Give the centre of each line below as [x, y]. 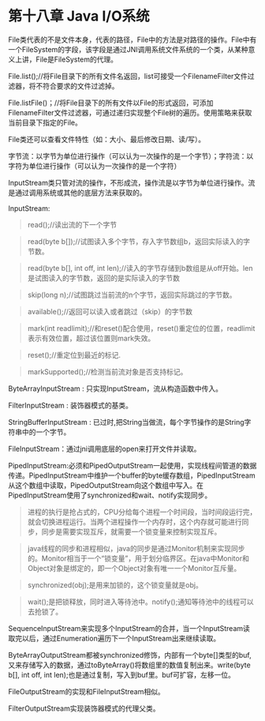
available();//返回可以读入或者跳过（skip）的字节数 [110, 311]
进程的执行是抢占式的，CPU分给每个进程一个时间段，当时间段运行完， [142, 512]
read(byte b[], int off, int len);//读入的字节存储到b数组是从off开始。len [140, 268]
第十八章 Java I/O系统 [79, 16]
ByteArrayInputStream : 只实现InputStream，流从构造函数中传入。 [116, 389]
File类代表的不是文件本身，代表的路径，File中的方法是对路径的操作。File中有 [132, 39]
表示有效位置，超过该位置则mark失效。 [91, 338]
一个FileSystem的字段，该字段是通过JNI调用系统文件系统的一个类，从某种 [128, 49]
